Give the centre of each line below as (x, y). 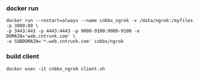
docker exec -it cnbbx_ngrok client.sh (56, 69)
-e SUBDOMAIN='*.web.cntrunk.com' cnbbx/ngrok (65, 42)
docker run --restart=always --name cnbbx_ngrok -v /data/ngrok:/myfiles (100, 21)
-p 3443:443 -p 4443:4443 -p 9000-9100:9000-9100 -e (73, 31)
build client (23, 57)
